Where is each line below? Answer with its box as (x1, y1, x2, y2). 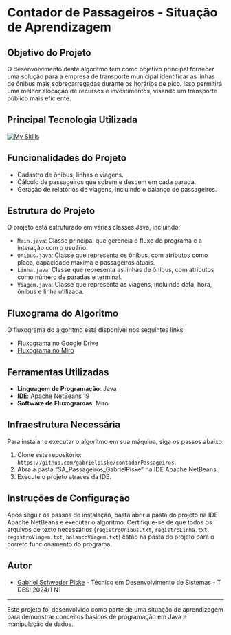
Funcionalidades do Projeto (7, 153, 127, 164)
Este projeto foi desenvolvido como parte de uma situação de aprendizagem (7, 605, 223, 613)
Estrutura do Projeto (7, 205, 96, 217)
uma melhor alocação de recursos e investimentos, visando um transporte (7, 87, 218, 95)
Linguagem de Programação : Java (16, 385, 117, 393)
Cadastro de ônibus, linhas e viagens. (16, 170, 124, 179)
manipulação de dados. (7, 620, 74, 628)
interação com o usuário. (16, 244, 88, 252)
